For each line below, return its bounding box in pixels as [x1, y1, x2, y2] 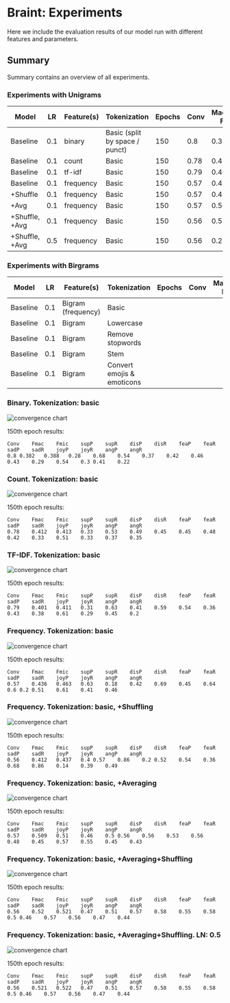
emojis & [107, 369, 135, 379]
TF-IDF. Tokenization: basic [7, 550, 101, 560]
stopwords [107, 338, 142, 348]
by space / [105, 137, 140, 146]
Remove [107, 329, 133, 339]
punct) [105, 145, 127, 155]
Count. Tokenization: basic [7, 474, 99, 484]
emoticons [107, 377, 142, 387]
